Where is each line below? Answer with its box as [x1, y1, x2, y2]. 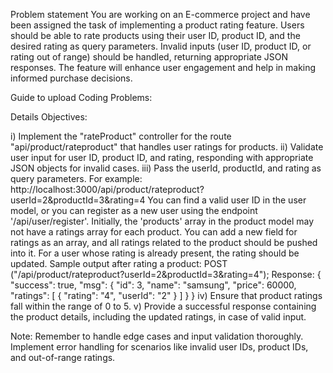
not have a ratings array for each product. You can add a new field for [10, 226, 298, 238]
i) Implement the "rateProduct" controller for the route [10, 130, 232, 142]
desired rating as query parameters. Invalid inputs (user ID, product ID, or [10, 40, 312, 52]
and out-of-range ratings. [10, 352, 116, 363]
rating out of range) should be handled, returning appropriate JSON [10, 51, 289, 63]
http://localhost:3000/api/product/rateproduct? [10, 184, 205, 195]
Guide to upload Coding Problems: [10, 92, 153, 103]
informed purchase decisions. [10, 72, 133, 84]
